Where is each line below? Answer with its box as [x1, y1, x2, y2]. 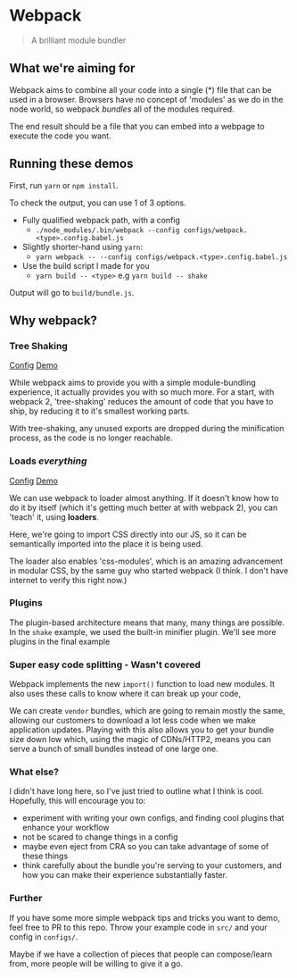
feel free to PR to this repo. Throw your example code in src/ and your [9, 922, 268, 932]
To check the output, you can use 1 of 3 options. [9, 197, 186, 208]
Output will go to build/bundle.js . [9, 287, 135, 297]
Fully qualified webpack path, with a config [21, 214, 181, 225]
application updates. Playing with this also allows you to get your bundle [9, 724, 275, 735]
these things [21, 850, 69, 862]
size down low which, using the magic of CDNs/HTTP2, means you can [9, 734, 272, 745]
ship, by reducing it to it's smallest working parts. [9, 405, 190, 416]
